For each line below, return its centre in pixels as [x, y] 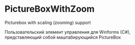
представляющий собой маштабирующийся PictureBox [63, 37]
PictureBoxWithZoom [50, 9]
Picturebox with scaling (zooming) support [48, 22]
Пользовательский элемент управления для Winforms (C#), [68, 32]
